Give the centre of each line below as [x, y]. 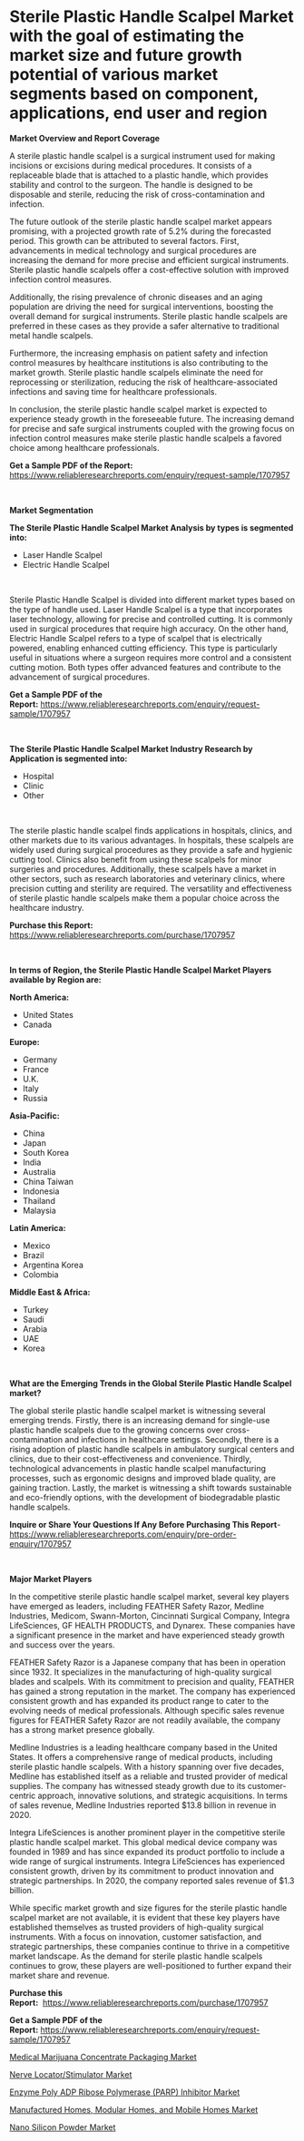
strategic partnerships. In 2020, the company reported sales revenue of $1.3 [152, 1881]
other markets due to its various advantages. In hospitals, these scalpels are [152, 840]
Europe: [25, 1041]
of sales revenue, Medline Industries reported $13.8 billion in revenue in [143, 1805]
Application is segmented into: [69, 758]
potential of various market [114, 75]
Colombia [40, 1274]
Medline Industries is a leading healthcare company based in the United [144, 1747]
